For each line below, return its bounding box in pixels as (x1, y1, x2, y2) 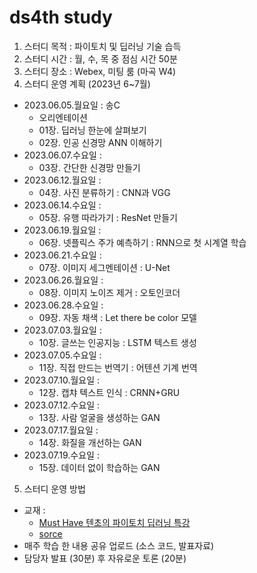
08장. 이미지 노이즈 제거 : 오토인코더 (38, 286, 181, 298)
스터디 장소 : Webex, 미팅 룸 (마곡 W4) (23, 65, 177, 77)
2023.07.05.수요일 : (23, 349, 102, 361)
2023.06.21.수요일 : (23, 249, 102, 261)
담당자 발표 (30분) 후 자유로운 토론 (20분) (23, 552, 187, 564)
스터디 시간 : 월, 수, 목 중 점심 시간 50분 (23, 52, 178, 65)
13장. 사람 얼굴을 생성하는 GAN (38, 411, 161, 423)
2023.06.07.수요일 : (23, 149, 102, 161)
